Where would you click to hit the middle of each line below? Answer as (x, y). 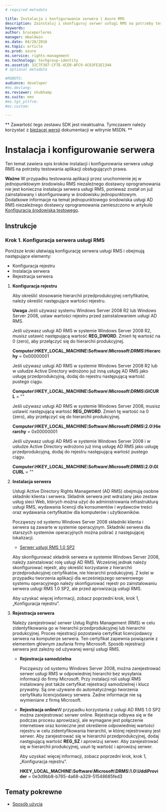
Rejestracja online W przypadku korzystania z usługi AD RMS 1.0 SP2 (90, 709)
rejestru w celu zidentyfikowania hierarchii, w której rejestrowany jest (90, 731)
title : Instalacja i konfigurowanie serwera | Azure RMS (65, 19)
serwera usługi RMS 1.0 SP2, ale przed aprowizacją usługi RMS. (77, 589)
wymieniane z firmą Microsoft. (50, 700)
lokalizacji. (23, 537)
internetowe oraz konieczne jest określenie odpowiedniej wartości (87, 725)
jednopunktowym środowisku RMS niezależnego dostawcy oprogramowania (83, 184)
